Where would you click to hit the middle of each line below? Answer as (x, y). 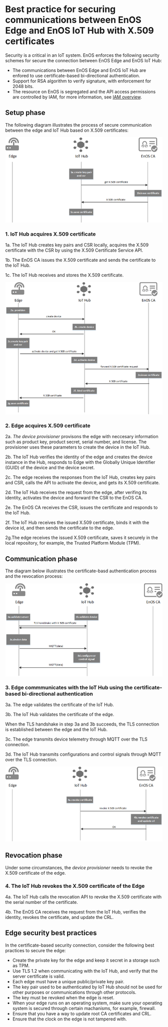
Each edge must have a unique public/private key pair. (68, 981)
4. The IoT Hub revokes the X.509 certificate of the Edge (75, 886)
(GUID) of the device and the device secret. (50, 468)
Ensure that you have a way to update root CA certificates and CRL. (82, 1013)
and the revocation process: (34, 576)
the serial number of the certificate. (42, 902)
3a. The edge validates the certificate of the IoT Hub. (59, 705)
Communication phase (41, 559)
